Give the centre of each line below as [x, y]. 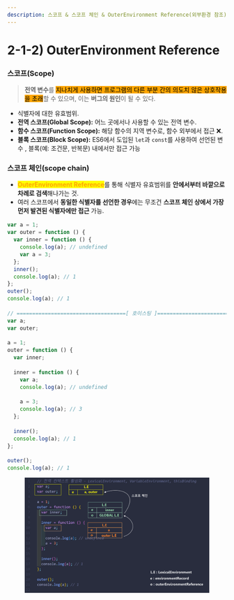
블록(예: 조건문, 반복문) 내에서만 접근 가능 [84, 148]
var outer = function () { [46, 233]
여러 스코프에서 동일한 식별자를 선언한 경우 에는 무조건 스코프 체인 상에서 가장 [120, 202]
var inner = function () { [53, 240]
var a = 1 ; [23, 225]
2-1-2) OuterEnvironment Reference [114, 50]
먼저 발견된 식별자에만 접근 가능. [61, 211]
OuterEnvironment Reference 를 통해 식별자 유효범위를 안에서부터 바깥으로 [121, 184]
